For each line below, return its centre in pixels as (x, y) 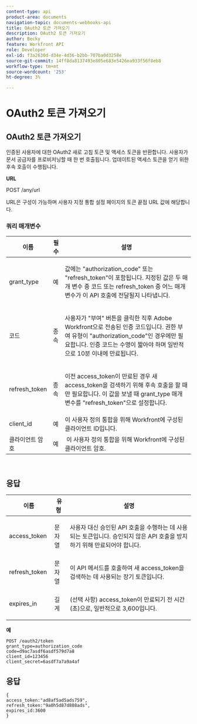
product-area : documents (36, 17)
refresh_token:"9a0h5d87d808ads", (48, 706)
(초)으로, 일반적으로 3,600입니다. (113, 609)
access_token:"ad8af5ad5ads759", (47, 700)
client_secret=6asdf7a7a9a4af (43, 662)
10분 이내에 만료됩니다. (108, 354)
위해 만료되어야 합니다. (111, 545)
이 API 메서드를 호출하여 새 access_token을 (127, 568)
